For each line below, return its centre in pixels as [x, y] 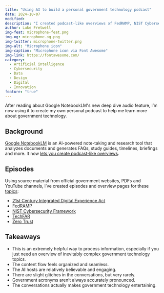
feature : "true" [21, 92]
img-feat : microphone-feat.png [37, 32]
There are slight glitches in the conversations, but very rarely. [74, 274]
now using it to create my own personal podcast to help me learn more [76, 111]
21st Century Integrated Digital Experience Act [59, 201]
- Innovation [23, 87]
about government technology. [36, 116]
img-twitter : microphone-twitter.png [43, 42]
